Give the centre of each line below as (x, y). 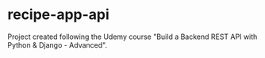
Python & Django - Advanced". (58, 44)
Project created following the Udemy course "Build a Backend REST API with (132, 37)
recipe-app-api (59, 15)
